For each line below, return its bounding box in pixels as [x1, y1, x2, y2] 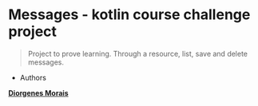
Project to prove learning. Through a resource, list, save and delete [27, 49, 248, 58]
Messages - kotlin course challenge [8, 6, 251, 24]
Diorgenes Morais [8, 88, 69, 97]
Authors [19, 73, 46, 82]
